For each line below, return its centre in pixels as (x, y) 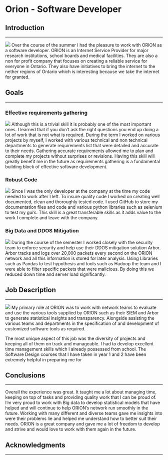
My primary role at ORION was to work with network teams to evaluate (84, 307)
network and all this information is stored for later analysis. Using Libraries (82, 258)
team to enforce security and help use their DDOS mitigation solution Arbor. (83, 248)
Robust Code (21, 180)
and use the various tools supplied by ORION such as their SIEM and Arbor (82, 313)
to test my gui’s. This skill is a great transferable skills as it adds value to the (83, 212)
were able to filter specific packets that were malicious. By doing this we (80, 269)
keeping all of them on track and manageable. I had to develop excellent (79, 343)
